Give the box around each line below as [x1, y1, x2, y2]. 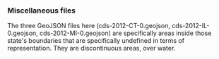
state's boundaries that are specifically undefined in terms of [7, 37, 185, 45]
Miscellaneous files [7, 6, 76, 15]
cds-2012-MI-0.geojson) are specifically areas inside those [40, 29, 212, 37]
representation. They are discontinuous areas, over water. [7, 44, 176, 53]
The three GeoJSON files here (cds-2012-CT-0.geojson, [7, 22, 171, 30]
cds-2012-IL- [172, 22, 210, 30]
